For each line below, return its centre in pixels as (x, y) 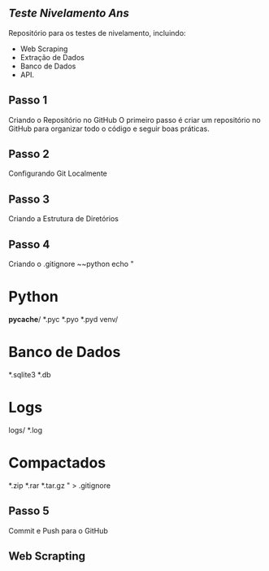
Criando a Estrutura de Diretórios (64, 219)
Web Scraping (44, 49)
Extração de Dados (52, 57)
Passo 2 (29, 154)
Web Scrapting (47, 556)
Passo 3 (29, 199)
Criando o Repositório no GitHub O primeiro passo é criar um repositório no (135, 120)
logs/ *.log (26, 429)
